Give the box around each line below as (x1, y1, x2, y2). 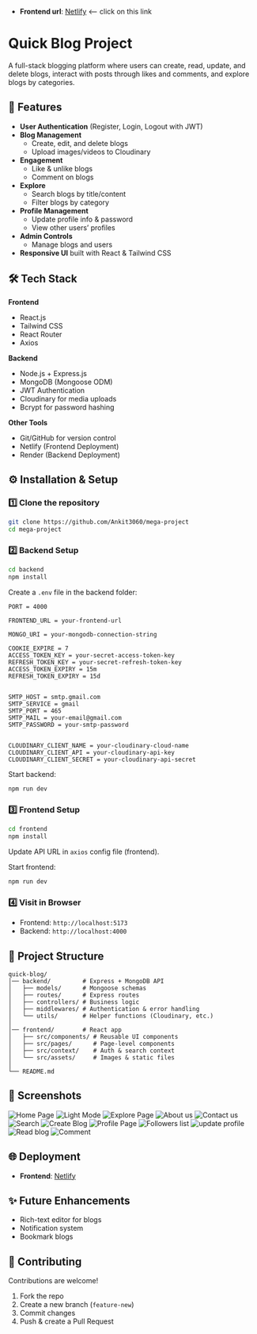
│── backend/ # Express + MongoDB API (8, 977, 164, 985)
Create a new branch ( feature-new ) (19, 1300, 134, 1309)
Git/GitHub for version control (19, 432, 116, 443)
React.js (19, 313, 47, 322)
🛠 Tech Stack (8, 272, 77, 286)
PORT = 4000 (8, 603, 47, 611)
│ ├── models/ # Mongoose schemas (8, 984, 147, 992)
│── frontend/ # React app (8, 1025, 123, 1034)
